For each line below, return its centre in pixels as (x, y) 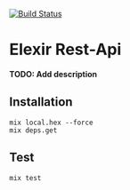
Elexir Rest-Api (65, 50)
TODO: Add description (53, 74)
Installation (41, 102)
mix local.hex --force (51, 123)
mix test (25, 178)
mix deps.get (33, 130)
